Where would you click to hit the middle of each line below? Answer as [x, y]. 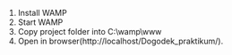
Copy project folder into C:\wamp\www [90, 31]
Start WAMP [40, 22]
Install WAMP [42, 13]
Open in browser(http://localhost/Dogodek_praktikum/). [120, 41]
